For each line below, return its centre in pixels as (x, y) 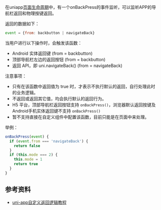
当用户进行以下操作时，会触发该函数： (43, 43)
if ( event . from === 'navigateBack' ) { (49, 141)
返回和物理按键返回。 (35, 13)
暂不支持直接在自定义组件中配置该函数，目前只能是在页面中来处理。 (80, 117)
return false (27, 146)
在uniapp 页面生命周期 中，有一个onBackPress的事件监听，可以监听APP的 (79, 7)
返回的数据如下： (22, 24)
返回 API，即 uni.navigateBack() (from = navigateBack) (67, 66)
